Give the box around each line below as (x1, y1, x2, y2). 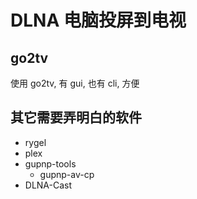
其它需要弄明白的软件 (10, 109, 142, 126)
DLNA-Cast (24, 179, 73, 191)
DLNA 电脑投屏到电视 (10, 9, 187, 32)
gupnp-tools (24, 157, 77, 170)
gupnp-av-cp (39, 168, 95, 180)
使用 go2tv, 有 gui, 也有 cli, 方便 (10, 77, 140, 89)
